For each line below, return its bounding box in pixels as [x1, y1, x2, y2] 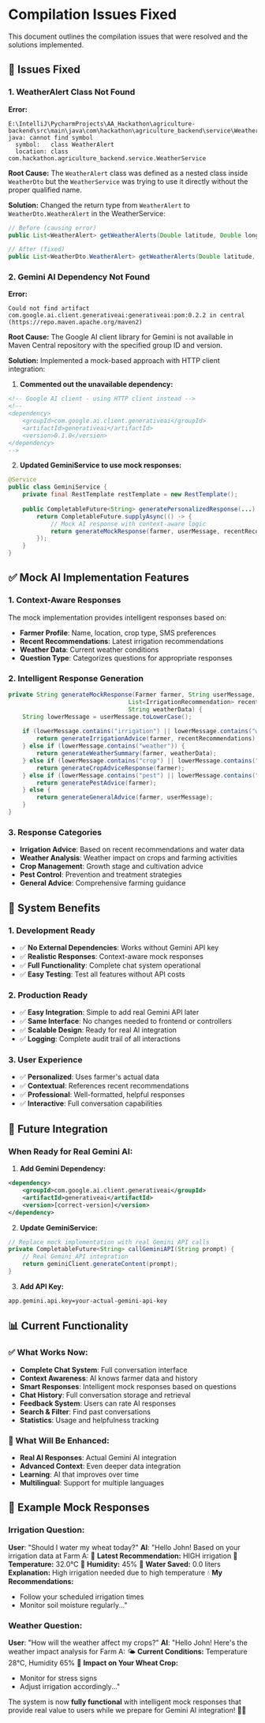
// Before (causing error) [8, 223, 97, 232]
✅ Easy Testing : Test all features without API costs [19, 969, 185, 979]
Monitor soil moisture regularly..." [19, 1600, 128, 1609]
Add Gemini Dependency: [19, 1164, 106, 1174]
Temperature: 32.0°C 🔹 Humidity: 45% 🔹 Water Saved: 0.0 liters [8, 1559, 221, 1568]
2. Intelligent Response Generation [8, 672, 144, 684]
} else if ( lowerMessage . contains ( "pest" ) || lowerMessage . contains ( [22, 771, 256, 779]
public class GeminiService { [8, 483, 108, 491]
